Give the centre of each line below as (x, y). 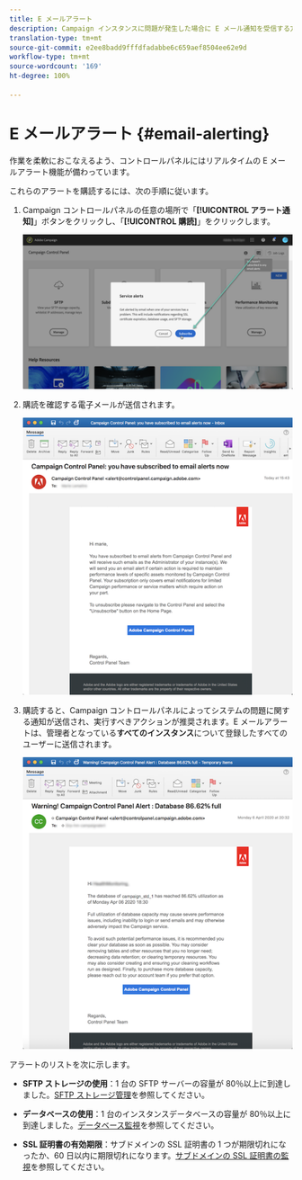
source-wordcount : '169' (56, 67)
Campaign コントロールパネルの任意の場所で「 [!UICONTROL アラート (152, 210)
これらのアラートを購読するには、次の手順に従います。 (111, 191)
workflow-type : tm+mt (50, 57)
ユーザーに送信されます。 (69, 744)
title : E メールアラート (51, 19)
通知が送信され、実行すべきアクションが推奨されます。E (134, 722)
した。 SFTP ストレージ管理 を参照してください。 (120, 1095)
